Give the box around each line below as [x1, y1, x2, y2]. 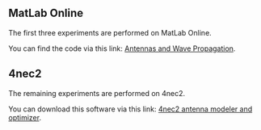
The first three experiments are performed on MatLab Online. [8, 27, 212, 37]
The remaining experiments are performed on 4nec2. [8, 88, 186, 98]
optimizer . [8, 112, 42, 122]
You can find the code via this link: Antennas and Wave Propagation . [8, 44, 236, 53]
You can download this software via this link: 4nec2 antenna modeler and [8, 104, 253, 114]
